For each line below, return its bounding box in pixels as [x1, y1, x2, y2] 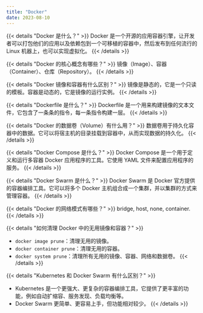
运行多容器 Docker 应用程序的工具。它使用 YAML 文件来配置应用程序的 [16, 156, 194, 163]
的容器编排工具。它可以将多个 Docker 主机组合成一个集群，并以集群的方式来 [6, 184, 198, 191]
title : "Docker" [6, 9, 47, 15]
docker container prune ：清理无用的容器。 [15, 244, 123, 252]
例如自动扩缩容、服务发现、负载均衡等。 [25, 292, 127, 300]
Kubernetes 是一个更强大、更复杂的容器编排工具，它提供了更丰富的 [15, 284, 184, 292]
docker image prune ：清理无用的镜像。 [15, 237, 112, 244]
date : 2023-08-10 [6, 15, 50, 21]
